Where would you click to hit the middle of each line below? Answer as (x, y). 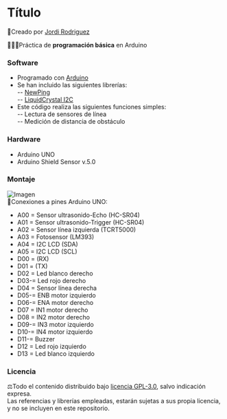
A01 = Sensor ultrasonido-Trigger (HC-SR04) (81, 222)
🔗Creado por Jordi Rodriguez (49, 32)
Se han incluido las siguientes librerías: (72, 85)
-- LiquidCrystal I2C (45, 100)
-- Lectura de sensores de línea (62, 114)
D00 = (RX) (33, 258)
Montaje (21, 179)
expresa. (20, 394)
